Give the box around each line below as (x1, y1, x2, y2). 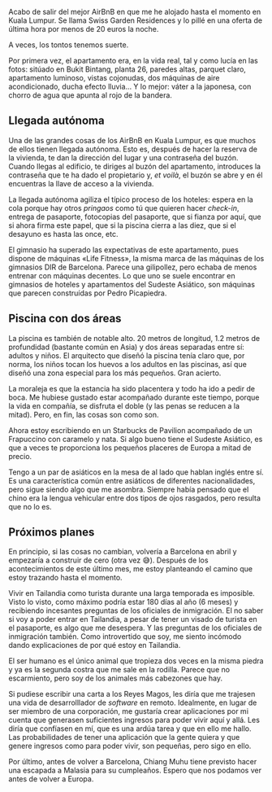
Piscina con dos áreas (8, 312, 122, 326)
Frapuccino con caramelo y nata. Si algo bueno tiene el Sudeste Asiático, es (8, 434, 263, 444)
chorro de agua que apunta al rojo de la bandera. (8, 90, 173, 100)
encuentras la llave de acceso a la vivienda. (8, 178, 154, 188)
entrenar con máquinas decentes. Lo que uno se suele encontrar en (8, 270, 235, 280)
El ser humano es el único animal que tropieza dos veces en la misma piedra (8, 656, 264, 666)
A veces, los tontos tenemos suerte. (8, 40, 129, 50)
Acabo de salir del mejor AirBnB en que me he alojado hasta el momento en (8, 7, 261, 16)
